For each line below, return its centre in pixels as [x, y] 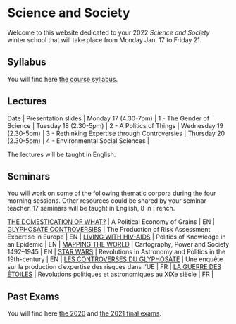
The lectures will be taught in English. [62, 154]
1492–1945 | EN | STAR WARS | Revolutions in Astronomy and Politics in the [117, 252]
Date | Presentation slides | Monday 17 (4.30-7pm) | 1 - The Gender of [108, 118]
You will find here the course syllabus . [63, 79]
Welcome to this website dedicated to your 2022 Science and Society [108, 32]
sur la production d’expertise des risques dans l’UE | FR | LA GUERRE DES [114, 267]
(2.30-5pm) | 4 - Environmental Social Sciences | [79, 141]
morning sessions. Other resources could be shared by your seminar [107, 201]
